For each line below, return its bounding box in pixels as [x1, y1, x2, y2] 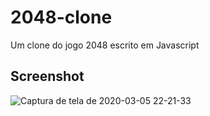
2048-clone [10, 6, 113, 29]
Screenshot [10, 68, 85, 85]
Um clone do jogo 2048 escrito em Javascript [10, 39, 200, 51]
